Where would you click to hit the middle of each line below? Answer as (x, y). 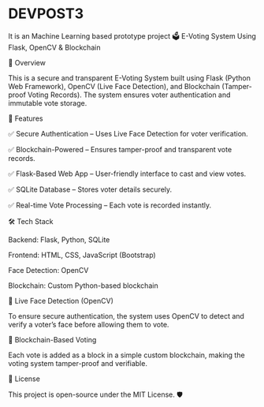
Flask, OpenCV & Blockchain (54, 47)
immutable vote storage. (48, 103)
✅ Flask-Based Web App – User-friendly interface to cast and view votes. (127, 174)
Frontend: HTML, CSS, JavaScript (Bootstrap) (82, 255)
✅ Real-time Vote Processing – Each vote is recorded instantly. (110, 205)
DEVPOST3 (46, 14)
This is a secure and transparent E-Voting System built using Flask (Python (129, 78)
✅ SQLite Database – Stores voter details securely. (90, 189)
